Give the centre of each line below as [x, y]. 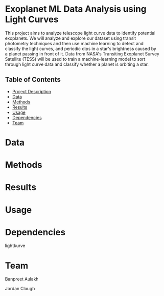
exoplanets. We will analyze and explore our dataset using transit [70, 38]
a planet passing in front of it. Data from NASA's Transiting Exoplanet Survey [82, 54]
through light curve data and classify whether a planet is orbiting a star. [77, 64]
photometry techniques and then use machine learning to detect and [74, 43]
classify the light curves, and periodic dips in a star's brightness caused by [81, 49]
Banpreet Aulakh [22, 279]
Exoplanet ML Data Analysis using [76, 9]
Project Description [32, 91]
